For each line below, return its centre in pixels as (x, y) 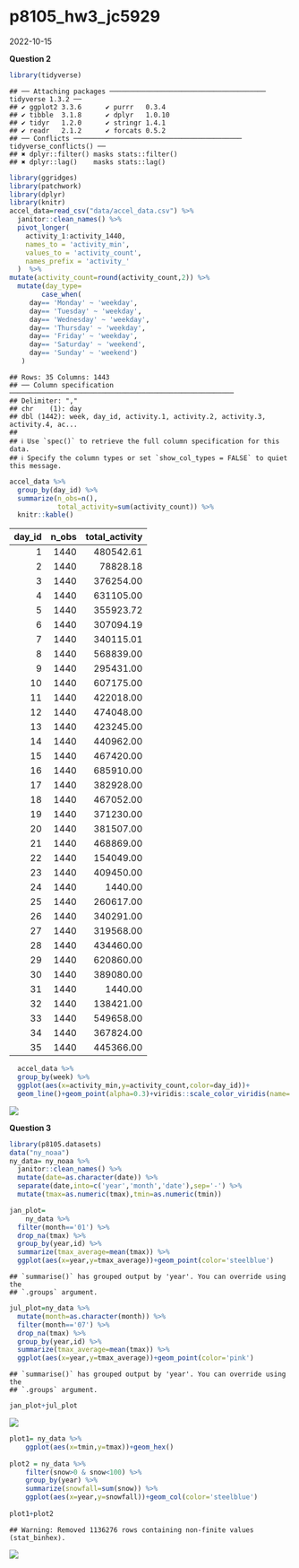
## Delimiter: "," (43, 401)
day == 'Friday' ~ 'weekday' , (84, 336)
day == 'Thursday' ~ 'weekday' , (87, 328)
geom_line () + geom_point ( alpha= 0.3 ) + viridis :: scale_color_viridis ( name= (154, 1093)
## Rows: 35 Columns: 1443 (60, 377)
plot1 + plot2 (31, 1513)
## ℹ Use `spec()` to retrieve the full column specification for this (145, 441)
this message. (36, 466)
